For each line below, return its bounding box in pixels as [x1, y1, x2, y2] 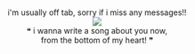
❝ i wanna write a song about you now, [26, 26, 168, 35]
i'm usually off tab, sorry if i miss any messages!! [7, 7, 187, 18]
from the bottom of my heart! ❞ [40, 35, 154, 45]
